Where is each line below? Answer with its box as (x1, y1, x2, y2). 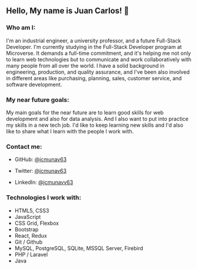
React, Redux (14, 232, 47, 239)
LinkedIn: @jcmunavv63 (14, 179, 74, 186)
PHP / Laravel (14, 251, 48, 258)
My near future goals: (6, 96, 69, 104)
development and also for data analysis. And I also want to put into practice (6, 115, 189, 122)
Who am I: (6, 24, 36, 32)
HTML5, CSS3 (14, 207, 49, 214)
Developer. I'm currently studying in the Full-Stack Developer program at (6, 43, 182, 50)
